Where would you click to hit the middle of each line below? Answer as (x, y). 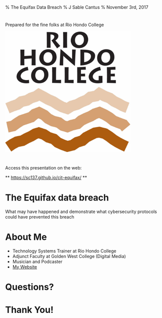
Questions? (29, 287)
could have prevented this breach (40, 216)
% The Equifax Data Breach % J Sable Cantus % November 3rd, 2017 (77, 7)
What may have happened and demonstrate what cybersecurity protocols (81, 211)
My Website (25, 266)
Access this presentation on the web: (43, 167)
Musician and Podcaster (37, 261)
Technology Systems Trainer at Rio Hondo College (64, 251)
